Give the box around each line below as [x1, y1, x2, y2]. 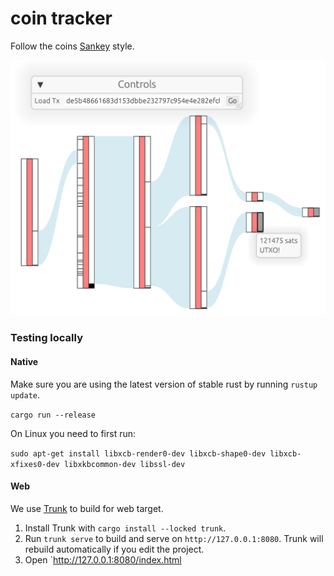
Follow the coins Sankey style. [10, 40, 135, 52]
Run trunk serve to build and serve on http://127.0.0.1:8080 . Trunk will [24, 532, 324, 544]
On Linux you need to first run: [10, 427, 137, 439]
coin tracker [10, 7, 113, 30]
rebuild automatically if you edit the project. [24, 543, 205, 555]
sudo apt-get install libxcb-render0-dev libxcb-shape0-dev [10, 448, 267, 459]
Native [10, 355, 39, 367]
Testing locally [10, 331, 84, 345]
